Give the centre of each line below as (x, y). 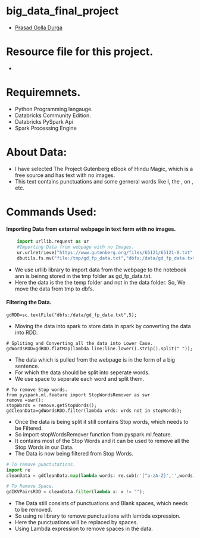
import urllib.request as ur (53, 242)
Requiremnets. (43, 92)
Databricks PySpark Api (44, 121)
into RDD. (26, 332)
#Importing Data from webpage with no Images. (76, 247)
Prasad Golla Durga (38, 27)
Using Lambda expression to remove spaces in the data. (84, 529)
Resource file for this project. (80, 52)
